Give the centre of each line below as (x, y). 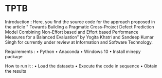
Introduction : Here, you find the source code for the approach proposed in (80, 22)
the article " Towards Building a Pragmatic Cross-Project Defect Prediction (80, 26)
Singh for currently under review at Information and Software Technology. (79, 42)
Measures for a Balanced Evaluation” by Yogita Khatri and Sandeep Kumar (80, 37)
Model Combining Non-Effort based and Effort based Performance (72, 32)
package (14, 56)
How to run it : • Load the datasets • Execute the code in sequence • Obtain (81, 66)
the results (16, 71)
